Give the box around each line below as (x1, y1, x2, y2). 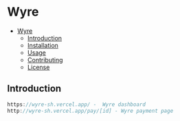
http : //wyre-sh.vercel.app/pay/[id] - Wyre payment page (7, 107, 174, 114)
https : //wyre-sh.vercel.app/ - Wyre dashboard (7, 100, 146, 108)
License (27, 63, 50, 71)
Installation (27, 41, 58, 49)
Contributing (27, 55, 63, 64)
